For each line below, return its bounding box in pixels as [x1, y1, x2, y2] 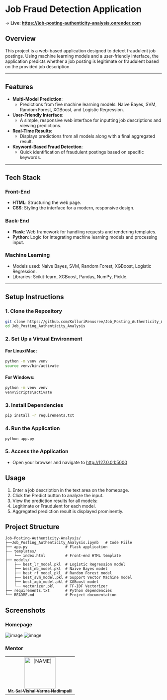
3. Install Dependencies [5, 402, 64, 409]
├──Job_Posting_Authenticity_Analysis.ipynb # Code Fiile [5, 540, 133, 545]
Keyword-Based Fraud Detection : [12, 144, 83, 150]
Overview [5, 34, 36, 43]
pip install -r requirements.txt [5, 413, 75, 418]
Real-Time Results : [12, 128, 53, 134]
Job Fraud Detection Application [5, 3, 142, 15]
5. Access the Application [5, 448, 69, 455]
